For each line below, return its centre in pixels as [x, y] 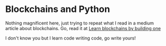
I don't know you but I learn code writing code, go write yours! [71, 38]
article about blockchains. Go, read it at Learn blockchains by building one [83, 28]
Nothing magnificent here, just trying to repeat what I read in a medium [80, 23]
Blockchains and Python [58, 9]
